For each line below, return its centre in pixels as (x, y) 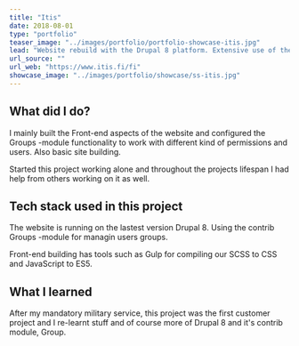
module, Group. (38, 332)
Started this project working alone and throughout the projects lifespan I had (149, 169)
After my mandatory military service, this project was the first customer (140, 313)
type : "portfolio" (43, 34)
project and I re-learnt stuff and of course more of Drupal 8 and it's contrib (146, 323)
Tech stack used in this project (96, 206)
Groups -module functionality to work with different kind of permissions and (148, 142)
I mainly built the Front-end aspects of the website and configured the (137, 133)
